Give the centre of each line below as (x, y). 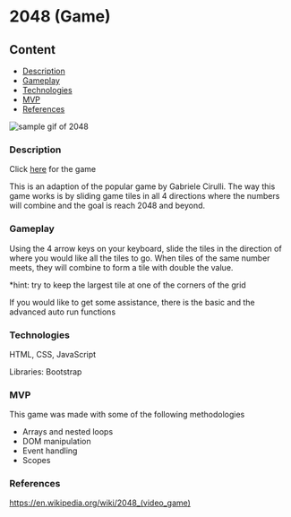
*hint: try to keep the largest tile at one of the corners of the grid (128, 285)
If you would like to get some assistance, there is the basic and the (132, 302)
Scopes (36, 461)
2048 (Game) (60, 17)
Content (33, 50)
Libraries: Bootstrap (46, 371)
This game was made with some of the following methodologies (127, 415)
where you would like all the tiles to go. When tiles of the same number (140, 258)
